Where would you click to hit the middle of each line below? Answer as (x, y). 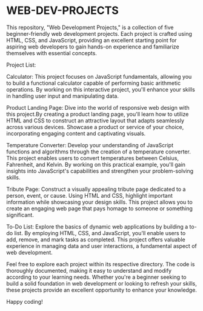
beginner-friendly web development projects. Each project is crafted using (99, 33)
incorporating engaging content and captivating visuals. (76, 133)
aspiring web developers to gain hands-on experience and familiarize (93, 47)
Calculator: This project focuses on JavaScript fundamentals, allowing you (99, 76)
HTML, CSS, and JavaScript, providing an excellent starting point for (92, 40)
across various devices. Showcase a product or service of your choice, (95, 127)
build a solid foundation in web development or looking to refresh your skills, (101, 283)
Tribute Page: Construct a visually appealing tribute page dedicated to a (96, 189)
